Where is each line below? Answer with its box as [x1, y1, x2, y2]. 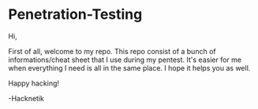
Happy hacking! [8, 78, 60, 88]
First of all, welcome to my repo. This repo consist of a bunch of [8, 46, 216, 56]
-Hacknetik [8, 93, 45, 103]
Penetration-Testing [8, 5, 143, 24]
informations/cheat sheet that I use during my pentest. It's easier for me [8, 55, 242, 64]
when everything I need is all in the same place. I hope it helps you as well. [8, 63, 251, 72]
